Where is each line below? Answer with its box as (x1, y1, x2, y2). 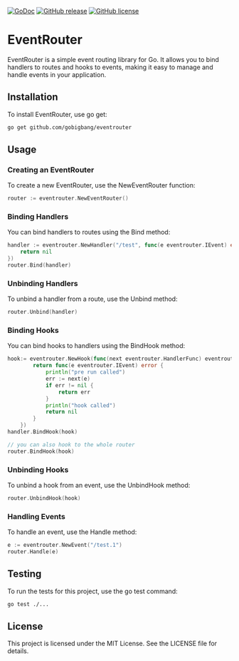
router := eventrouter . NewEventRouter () (7, 195, 129, 203)
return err (58, 389, 91, 396)
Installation (7, 91, 58, 103)
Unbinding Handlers (7, 278, 78, 288)
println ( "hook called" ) (45, 401, 116, 409)
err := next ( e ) (45, 375, 91, 383)
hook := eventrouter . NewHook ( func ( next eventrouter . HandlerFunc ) (7, 355, 202, 363)
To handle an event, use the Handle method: (7, 528, 137, 536)
